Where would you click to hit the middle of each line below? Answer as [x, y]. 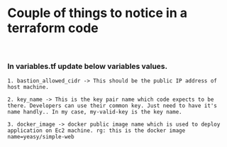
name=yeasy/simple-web [41, 137]
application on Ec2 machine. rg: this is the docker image [96, 131]
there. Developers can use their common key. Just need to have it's [112, 106]
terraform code [53, 28]
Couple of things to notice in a [98, 13]
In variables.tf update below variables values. [88, 66]
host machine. [28, 87]
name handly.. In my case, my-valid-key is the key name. [95, 112]
